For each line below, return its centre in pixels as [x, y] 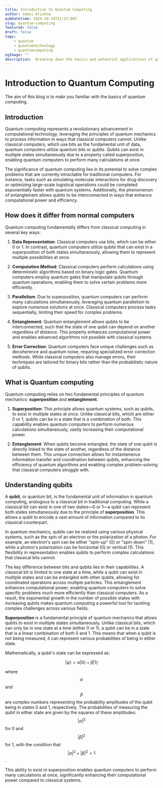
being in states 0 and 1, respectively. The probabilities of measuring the [76, 707]
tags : [10, 37]
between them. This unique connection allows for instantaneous [76, 454]
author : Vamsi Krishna [28, 14]
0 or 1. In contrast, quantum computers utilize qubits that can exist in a [82, 247]
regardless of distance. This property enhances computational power [81, 332]
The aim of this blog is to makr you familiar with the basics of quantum [75, 97]
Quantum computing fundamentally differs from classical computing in [76, 227]
